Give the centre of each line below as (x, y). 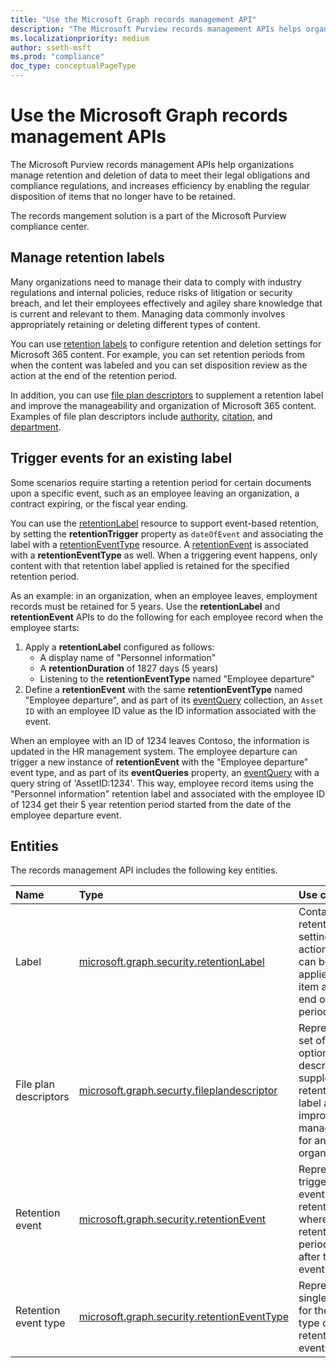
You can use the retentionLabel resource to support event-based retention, (164, 523)
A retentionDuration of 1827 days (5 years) (129, 668)
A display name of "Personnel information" (128, 657)
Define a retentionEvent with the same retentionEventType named (163, 689)
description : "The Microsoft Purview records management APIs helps (156, 29)
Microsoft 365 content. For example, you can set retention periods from (157, 354)
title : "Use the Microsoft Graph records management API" (133, 19)
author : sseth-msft (51, 47)
